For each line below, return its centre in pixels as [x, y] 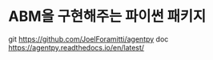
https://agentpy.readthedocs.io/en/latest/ [76, 47]
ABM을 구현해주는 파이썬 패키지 [107, 16]
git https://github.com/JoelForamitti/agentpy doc [88, 39]
